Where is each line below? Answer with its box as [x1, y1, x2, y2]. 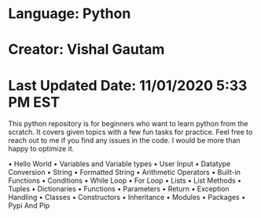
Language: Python [8, 5, 131, 23]
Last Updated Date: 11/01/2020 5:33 [8, 76, 248, 94]
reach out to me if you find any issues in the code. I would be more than [8, 136, 241, 145]
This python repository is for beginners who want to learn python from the [8, 119, 248, 129]
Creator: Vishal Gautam [8, 41, 165, 59]
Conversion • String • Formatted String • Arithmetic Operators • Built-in [8, 168, 241, 177]
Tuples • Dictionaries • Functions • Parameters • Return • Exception [8, 184, 230, 194]
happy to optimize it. [8, 144, 75, 154]
